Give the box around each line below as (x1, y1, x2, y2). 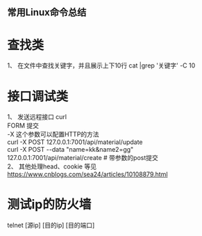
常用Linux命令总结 (7, 6, 87, 19)
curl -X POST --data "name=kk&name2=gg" (7, 145, 134, 154)
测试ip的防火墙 (7, 197, 92, 212)
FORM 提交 (7, 121, 40, 130)
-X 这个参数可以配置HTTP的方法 (7, 130, 99, 139)
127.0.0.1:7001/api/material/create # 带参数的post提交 (7, 154, 158, 162)
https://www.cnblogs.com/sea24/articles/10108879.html (7, 170, 168, 179)
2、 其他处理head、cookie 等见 (7, 162, 97, 171)
